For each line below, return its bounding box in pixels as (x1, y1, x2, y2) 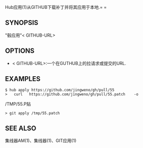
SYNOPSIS (5, 19, 39, 27)
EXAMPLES (5, 75, 41, 83)
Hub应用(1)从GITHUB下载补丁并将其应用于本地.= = (5, 4, 107, 10)
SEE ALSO (5, 124, 37, 132)
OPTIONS (5, 47, 35, 55)
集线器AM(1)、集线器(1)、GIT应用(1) (5, 138, 77, 144)
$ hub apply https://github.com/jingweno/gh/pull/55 (5, 87, 115, 93)
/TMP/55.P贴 (5, 101, 31, 107)
